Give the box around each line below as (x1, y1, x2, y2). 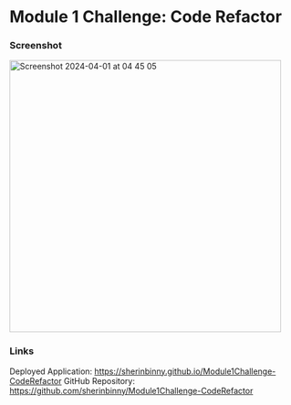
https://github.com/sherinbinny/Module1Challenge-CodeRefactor (9, 385, 254, 396)
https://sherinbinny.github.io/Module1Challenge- (94, 366, 276, 377)
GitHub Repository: (63, 375, 135, 386)
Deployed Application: (9, 366, 93, 377)
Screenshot (9, 39, 62, 52)
